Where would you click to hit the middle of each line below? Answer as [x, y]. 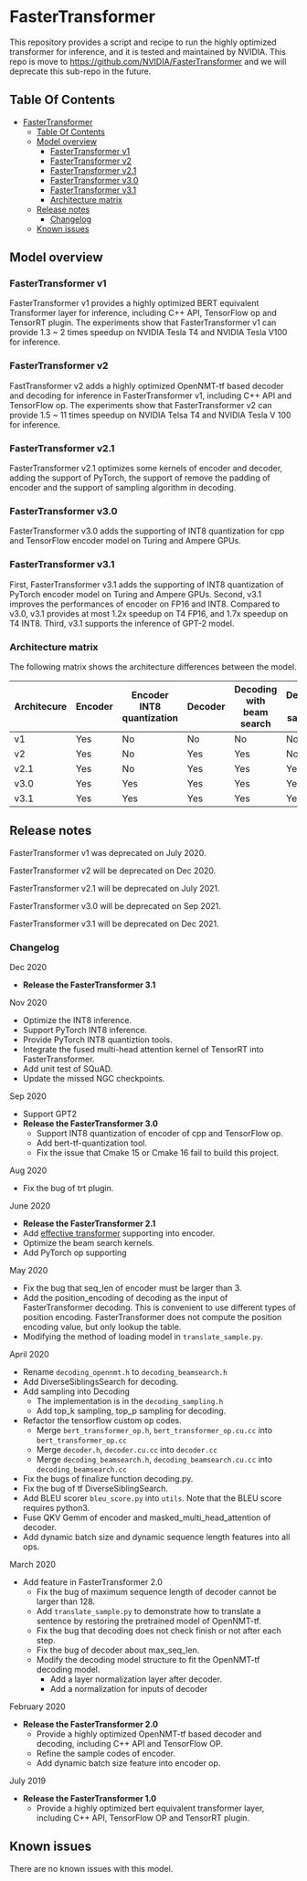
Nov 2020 [28, 1003]
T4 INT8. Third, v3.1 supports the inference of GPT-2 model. [122, 623]
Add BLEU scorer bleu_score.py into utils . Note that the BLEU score [152, 1498]
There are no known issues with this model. [91, 1868]
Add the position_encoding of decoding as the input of [125, 1298]
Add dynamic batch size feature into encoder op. [128, 1763]
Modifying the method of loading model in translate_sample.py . [143, 1337]
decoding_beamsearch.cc [82, 1470]
